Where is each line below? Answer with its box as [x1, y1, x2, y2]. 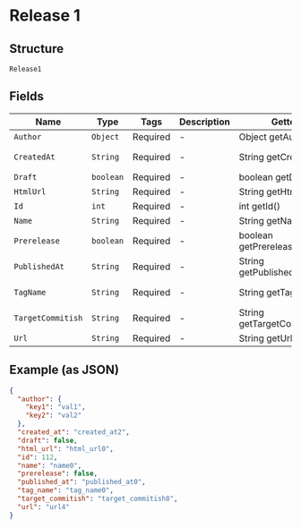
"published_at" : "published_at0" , [17, 478, 146, 487]
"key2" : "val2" [25, 411, 82, 421]
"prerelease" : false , [17, 469, 99, 479]
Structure [9, 41, 64, 56]
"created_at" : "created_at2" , [17, 428, 130, 437]
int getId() [238, 200, 280, 212]
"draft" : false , [17, 436, 78, 445]
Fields [9, 89, 45, 104]
